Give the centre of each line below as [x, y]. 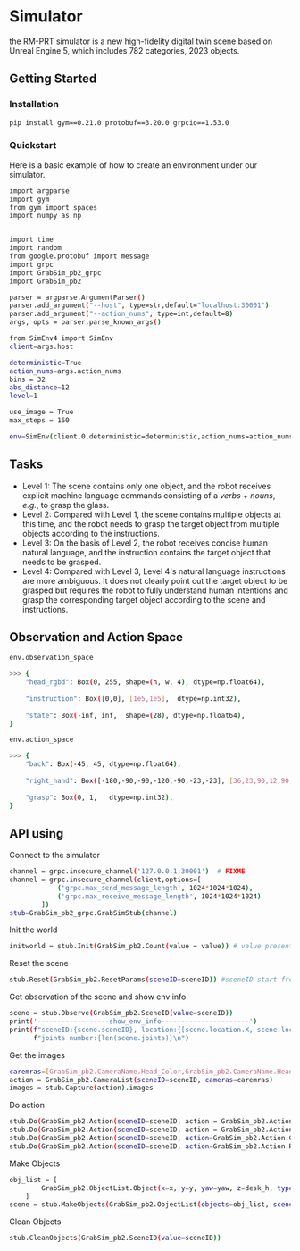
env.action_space [42, 740]
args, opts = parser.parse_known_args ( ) [86, 322]
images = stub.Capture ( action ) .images [81, 1088]
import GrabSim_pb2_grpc [55, 273]
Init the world [33, 930]
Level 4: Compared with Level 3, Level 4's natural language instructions [154, 571]
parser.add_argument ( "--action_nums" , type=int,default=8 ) [121, 314]
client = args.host [42, 346]
